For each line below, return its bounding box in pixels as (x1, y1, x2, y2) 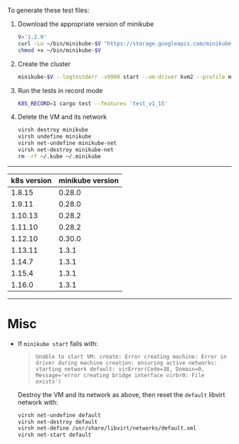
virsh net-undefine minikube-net (17, 140, 117, 147)
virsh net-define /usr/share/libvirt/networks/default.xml (17, 425, 197, 432)
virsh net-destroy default (17, 418, 98, 426)
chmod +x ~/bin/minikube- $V (17, 46, 101, 54)
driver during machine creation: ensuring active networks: (35, 359, 218, 367)
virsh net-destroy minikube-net (17, 146, 114, 153)
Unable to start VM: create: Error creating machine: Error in (35, 353, 228, 360)
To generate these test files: (7, 6, 90, 14)
